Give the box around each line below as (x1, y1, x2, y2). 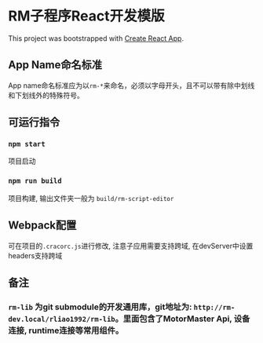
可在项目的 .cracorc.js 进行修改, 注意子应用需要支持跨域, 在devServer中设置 (8, 241, 254, 250)
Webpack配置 (8, 219, 77, 232)
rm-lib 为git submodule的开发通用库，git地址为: (8, 301, 192, 312)
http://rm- (193, 303, 236, 312)
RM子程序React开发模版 (8, 7, 165, 25)
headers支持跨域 (8, 250, 63, 260)
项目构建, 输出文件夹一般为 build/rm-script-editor (8, 193, 174, 203)
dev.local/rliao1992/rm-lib (8, 315, 115, 323)
